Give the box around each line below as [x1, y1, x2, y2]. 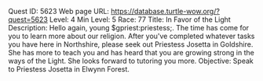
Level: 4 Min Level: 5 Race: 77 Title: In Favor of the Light [49, 15, 232, 24]
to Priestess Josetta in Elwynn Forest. [8, 65, 130, 73]
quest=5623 [8, 15, 49, 24]
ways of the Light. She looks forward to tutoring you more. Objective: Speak [8, 56, 254, 65]
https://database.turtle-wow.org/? [111, 7, 220, 16]
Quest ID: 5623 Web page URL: [8, 7, 110, 16]
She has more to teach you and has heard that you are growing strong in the [8, 48, 255, 57]
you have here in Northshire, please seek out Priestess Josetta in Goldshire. [8, 40, 254, 49]
